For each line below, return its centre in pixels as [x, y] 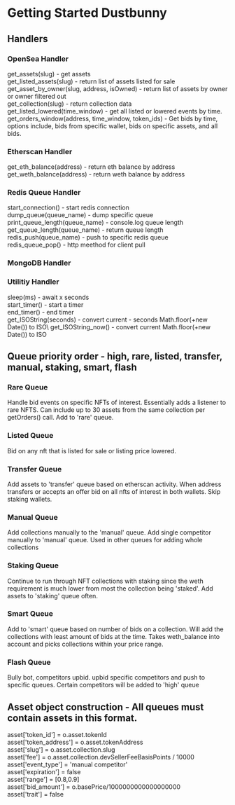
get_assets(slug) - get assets [49, 74]
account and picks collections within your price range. [85, 644]
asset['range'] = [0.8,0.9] [43, 779]
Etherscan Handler [40, 151]
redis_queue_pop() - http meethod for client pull [76, 245]
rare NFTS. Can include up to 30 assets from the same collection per [106, 410]
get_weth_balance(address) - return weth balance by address [96, 174]
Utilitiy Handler [33, 282]
